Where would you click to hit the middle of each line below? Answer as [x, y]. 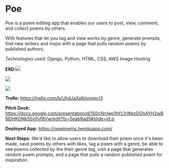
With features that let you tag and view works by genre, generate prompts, [83, 38]
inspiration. [17, 160]
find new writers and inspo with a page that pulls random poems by [76, 43]
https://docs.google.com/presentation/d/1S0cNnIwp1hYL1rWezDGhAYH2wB [84, 113]
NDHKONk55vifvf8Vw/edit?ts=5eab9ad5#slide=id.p [60, 119]
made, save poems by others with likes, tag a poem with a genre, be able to [84, 144]
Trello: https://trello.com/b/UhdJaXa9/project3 [54, 98]
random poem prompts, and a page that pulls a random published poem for [84, 154]
